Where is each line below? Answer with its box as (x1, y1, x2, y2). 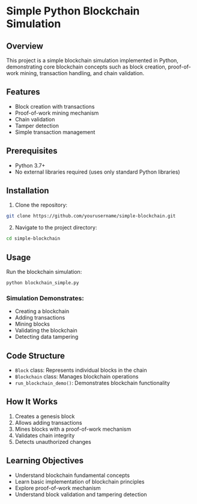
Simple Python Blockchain (6, 4, 140, 18)
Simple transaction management (14, 128, 95, 136)
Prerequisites (6, 146, 58, 156)
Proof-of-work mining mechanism (14, 109, 99, 117)
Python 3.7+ (14, 162, 46, 169)
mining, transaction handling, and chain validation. (20, 70, 145, 76)
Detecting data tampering (14, 333, 79, 341)
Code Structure (6, 350, 65, 361)
